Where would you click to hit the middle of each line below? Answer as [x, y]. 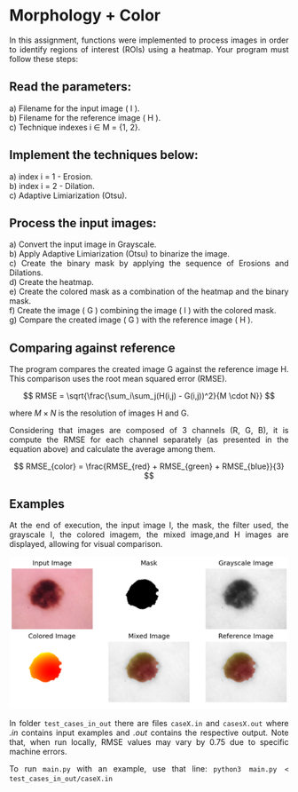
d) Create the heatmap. [52, 282]
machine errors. [38, 751]
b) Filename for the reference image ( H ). [85, 117]
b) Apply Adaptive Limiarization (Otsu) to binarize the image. [120, 254]
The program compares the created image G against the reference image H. [149, 369]
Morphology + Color [85, 16]
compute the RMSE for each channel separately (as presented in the [149, 440]
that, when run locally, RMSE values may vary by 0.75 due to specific [149, 741]
